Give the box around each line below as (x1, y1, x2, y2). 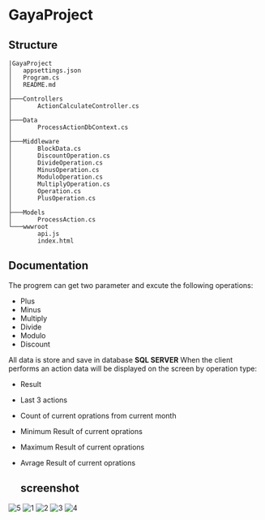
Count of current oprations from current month (19, 410, 177, 420)
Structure (8, 38, 58, 52)
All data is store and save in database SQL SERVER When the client (8, 355, 233, 364)
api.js (37, 230, 60, 238)
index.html (37, 237, 75, 245)
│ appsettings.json (8, 67, 82, 75)
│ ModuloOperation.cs (8, 173, 104, 181)
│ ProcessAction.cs (8, 216, 96, 224)
